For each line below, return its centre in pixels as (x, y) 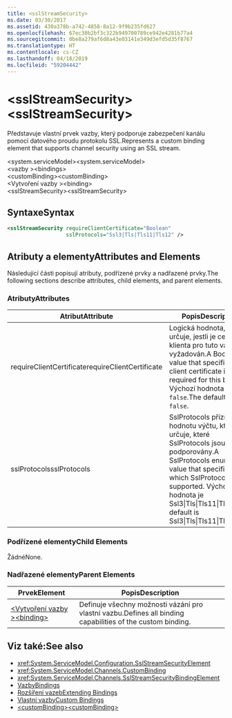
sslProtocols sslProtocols (51, 469)
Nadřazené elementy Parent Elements (71, 575)
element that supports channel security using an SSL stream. (94, 148)
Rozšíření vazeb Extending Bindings (67, 692)
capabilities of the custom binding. (135, 622)
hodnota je (186, 495)
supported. (187, 487)
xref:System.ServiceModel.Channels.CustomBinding (91, 670)
